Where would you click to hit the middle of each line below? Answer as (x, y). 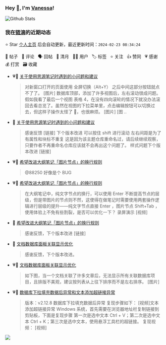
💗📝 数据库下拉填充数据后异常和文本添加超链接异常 (64, 292)
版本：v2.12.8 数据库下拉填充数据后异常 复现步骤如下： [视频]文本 (92, 303)
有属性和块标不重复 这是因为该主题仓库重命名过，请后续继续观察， (93, 139)
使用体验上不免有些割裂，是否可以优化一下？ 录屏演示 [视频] (86, 212)
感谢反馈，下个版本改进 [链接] (55, 233)
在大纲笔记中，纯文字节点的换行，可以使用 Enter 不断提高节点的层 (92, 194)
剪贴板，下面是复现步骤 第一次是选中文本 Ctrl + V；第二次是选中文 (92, 315)
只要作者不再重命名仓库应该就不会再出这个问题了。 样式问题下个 (90, 145)
